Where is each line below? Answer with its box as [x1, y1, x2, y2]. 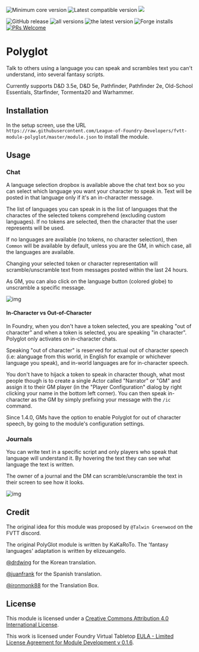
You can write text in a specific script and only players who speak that [6, 448, 178, 455]
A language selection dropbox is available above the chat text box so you [6, 182, 185, 189]
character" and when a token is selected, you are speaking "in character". [6, 329, 187, 336]
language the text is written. [6, 460, 75, 468]
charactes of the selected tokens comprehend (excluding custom [6, 212, 166, 219]
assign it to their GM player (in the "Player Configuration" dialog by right [6, 383, 182, 390]
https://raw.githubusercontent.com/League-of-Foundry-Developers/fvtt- [6, 128, 187, 133]
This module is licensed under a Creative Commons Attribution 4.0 [6, 615, 169, 622]
